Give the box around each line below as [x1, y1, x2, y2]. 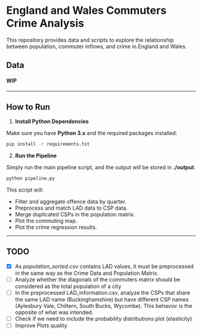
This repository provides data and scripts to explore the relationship [6, 36, 174, 43]
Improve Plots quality [14, 322, 67, 329]
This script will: [6, 186, 44, 193]
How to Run [6, 102, 50, 112]
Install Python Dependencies [14, 118, 89, 125]
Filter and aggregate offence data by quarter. [14, 198, 127, 205]
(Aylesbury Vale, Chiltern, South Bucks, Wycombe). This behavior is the [14, 302, 192, 310]
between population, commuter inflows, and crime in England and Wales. [6, 43, 188, 50]
